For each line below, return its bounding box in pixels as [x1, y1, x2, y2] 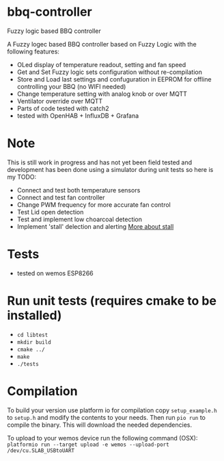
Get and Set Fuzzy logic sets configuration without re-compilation [16, 68, 203, 76]
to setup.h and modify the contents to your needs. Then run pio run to [7, 413, 206, 421]
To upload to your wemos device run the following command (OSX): [7, 434, 198, 442]
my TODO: [7, 173, 37, 181]
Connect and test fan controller [16, 193, 105, 201]
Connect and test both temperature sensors [16, 186, 141, 194]
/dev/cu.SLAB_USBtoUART [7, 447, 75, 454]
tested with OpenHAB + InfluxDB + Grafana [16, 111, 139, 120]
